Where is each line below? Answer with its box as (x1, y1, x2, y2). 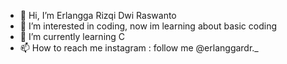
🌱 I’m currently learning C (19, 31, 126, 42)
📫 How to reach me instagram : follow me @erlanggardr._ (19, 42, 259, 54)
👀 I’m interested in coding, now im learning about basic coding (19, 20, 278, 32)
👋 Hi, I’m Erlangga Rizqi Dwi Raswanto (19, 10, 177, 21)
